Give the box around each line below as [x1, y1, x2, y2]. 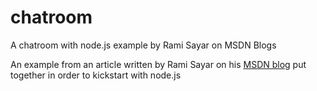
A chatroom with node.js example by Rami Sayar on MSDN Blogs [10, 39, 277, 51]
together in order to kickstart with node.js [10, 69, 182, 81]
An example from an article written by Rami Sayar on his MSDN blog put [10, 58, 307, 70]
